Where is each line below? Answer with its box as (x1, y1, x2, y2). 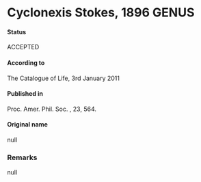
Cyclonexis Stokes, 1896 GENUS (7, 5, 195, 21)
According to (7, 58, 45, 66)
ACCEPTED (7, 43, 40, 51)
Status (7, 27, 27, 36)
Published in (7, 90, 43, 98)
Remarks (7, 153, 38, 162)
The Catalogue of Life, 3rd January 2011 (7, 74, 120, 82)
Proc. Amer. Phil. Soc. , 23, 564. (7, 105, 97, 113)
